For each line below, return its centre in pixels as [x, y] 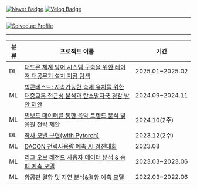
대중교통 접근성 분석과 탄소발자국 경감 [74, 96]
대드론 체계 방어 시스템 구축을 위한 [69, 67]
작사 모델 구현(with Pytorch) [62, 135]
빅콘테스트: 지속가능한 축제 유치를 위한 [74, 87]
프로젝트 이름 [77, 51]
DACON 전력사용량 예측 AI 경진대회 [71, 146]
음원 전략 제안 [42, 124]
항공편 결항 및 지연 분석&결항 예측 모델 [74, 177]
